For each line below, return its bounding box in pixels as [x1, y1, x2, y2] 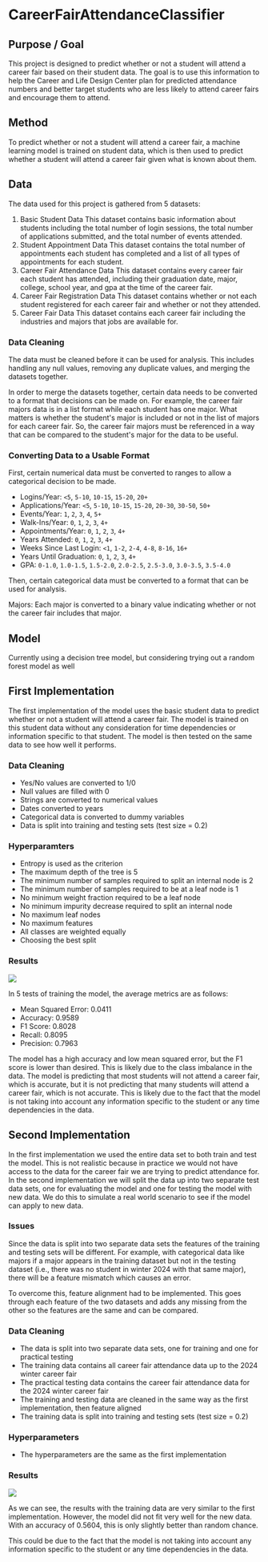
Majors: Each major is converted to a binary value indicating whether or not [8, 599, 256, 610]
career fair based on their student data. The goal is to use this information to [8, 67, 260, 77]
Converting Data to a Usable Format [8, 450, 150, 461]
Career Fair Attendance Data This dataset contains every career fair [19, 265, 244, 275]
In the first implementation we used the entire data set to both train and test [8, 1149, 258, 1159]
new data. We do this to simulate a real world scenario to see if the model [8, 1192, 250, 1201]
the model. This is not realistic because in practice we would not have [8, 1158, 238, 1168]
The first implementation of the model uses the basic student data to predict [8, 705, 260, 715]
